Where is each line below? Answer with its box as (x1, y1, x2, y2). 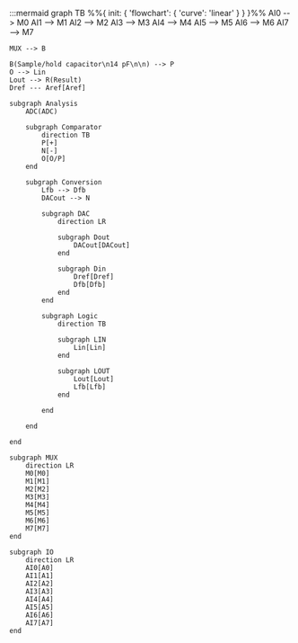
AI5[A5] (25, 603, 54, 612)
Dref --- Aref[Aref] (9, 84, 87, 93)
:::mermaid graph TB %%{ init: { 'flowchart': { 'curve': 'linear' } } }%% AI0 (9, 8, 281, 18)
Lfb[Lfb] (73, 382, 106, 391)
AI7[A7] (25, 619, 54, 628)
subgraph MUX (9, 453, 58, 462)
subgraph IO (9, 548, 54, 557)
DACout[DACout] (73, 241, 130, 250)
